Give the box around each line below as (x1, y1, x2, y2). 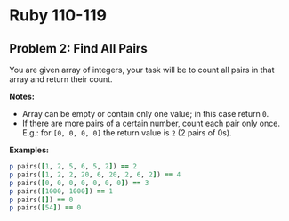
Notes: (9, 91, 36, 102)
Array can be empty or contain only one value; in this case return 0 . (21, 109, 269, 119)
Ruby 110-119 (9, 5, 107, 26)
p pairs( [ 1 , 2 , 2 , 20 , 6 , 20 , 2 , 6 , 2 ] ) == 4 (9, 170, 181, 179)
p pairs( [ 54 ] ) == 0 (9, 203, 82, 212)
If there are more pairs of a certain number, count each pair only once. (21, 118, 280, 128)
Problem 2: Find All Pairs (9, 41, 149, 56)
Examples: (9, 144, 49, 155)
